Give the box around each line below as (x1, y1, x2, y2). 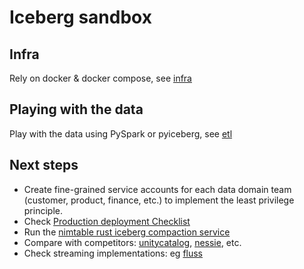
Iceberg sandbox (9, 6, 152, 29)
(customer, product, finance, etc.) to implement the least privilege (23, 194, 295, 206)
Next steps (9, 157, 79, 174)
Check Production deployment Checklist (23, 215, 191, 227)
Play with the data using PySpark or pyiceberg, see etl (9, 127, 233, 140)
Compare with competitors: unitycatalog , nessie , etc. (23, 236, 242, 248)
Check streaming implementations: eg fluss (23, 247, 204, 259)
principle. (23, 204, 63, 216)
